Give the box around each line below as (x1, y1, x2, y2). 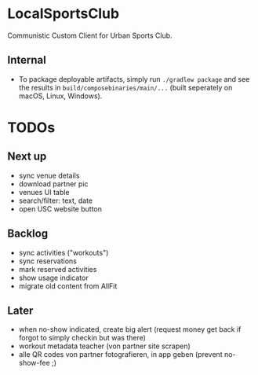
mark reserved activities (18, 264, 97, 274)
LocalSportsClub (7, 5, 119, 23)
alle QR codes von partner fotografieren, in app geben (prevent (18, 350, 223, 359)
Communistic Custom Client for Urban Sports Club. (7, 31, 173, 40)
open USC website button (18, 204, 103, 213)
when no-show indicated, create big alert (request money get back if (18, 325, 242, 334)
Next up (7, 150, 47, 164)
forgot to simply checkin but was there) (18, 333, 147, 343)
